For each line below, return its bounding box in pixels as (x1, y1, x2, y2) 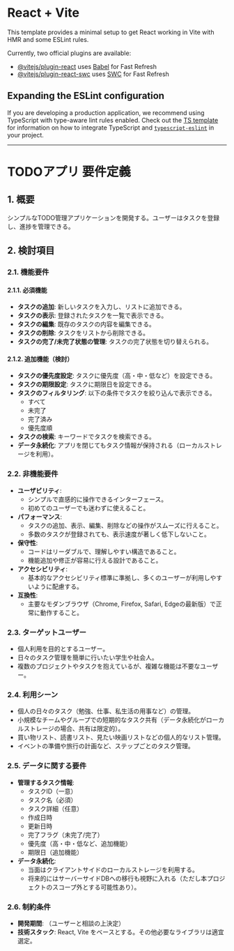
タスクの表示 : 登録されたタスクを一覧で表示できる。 (17, 312, 168, 320)
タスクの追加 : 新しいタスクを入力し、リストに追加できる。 (17, 303, 186, 311)
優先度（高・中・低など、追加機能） (27, 839, 132, 848)
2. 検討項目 (7, 245, 55, 257)
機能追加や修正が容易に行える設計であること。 (27, 556, 162, 564)
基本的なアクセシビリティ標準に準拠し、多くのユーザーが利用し (27, 573, 210, 581)
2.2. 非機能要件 (7, 469, 58, 479)
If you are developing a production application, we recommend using (7, 108, 205, 116)
